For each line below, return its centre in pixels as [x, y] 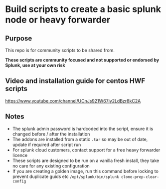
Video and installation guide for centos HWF [75, 81]
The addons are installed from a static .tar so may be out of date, [80, 139]
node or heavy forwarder [58, 20]
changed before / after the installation [51, 134]
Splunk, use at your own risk [35, 65]
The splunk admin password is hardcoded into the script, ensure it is [83, 128]
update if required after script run [47, 144]
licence [20, 155]
